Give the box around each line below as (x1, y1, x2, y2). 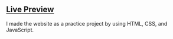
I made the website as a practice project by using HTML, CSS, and (6, 20, 168, 27)
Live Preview (6, 5, 54, 15)
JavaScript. (6, 26, 34, 33)
